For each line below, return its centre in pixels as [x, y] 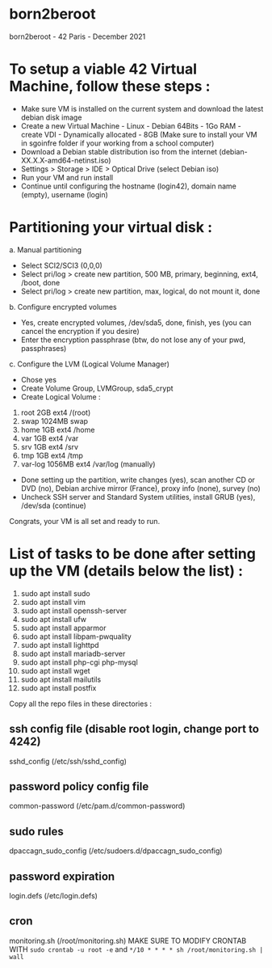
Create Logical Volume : [61, 396]
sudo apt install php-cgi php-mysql [79, 662]
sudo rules [36, 831]
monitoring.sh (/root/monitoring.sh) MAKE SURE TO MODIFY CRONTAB [128, 941]
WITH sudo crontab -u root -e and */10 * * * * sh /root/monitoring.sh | [136, 949]
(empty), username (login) [64, 194]
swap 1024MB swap [54, 421]
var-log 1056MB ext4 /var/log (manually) [88, 464]
